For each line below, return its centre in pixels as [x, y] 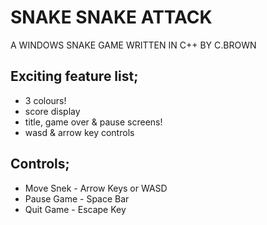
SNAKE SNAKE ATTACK [111, 17]
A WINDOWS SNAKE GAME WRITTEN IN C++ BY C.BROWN [133, 45]
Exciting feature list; [74, 76]
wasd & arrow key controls [79, 132]
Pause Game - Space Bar [77, 198]
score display [52, 111]
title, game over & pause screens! [93, 122]
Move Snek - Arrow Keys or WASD [96, 188]
